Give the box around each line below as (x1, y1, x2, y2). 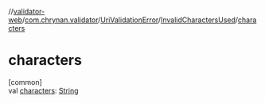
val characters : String (8, 86, 79, 95)
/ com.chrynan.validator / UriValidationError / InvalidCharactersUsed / (21, 15, 239, 25)
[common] (8, 77, 42, 86)
